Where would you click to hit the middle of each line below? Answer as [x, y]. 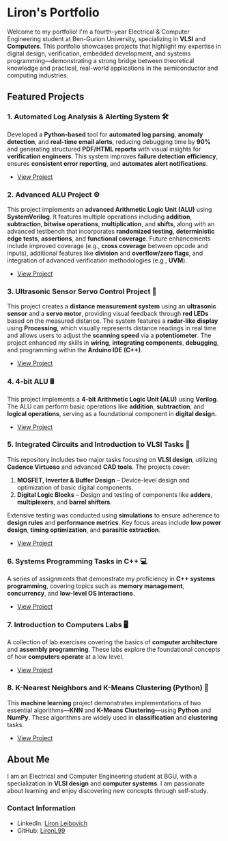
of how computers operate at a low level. [66, 657]
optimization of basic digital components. [75, 487]
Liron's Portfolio [54, 13]
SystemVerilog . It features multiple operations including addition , [100, 217]
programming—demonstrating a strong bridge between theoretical [101, 60]
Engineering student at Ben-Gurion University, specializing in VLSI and [106, 38]
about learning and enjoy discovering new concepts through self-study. [108, 790]
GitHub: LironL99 [41, 830]
